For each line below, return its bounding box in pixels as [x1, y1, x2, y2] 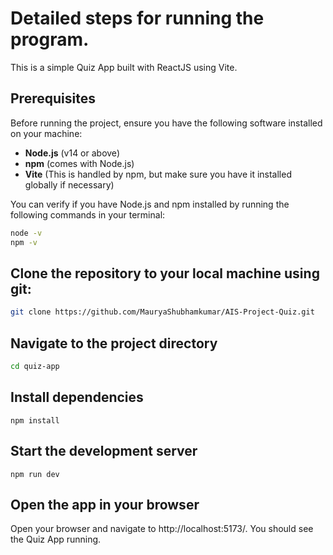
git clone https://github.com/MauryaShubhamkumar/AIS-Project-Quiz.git [10, 307, 315, 317]
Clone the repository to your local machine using [10, 265, 320, 282]
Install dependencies [10, 389, 144, 406]
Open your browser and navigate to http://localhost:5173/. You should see [10, 523, 314, 535]
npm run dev [10, 469, 60, 479]
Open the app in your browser [10, 496, 200, 513]
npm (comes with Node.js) [24, 157, 135, 169]
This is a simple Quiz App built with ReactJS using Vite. [10, 61, 238, 73]
